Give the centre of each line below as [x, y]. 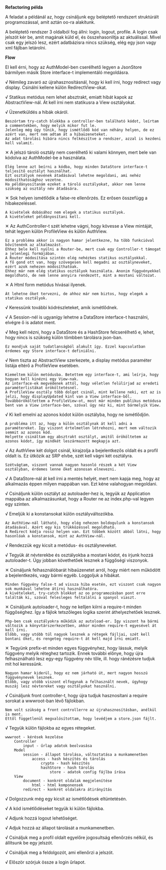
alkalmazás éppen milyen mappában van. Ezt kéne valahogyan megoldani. [81, 484]
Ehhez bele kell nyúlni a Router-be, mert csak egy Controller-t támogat [83, 249]
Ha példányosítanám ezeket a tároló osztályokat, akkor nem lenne [75, 184]
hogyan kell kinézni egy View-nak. [42, 379]
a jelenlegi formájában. [31, 254]
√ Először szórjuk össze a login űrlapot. [45, 862]
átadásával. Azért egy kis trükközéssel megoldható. [61, 527]
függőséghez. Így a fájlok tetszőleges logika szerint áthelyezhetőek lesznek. [83, 612]
